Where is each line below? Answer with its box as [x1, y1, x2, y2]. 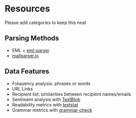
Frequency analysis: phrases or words [11, 80, 91, 86]
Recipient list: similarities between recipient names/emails [11, 91, 131, 97]
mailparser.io [11, 52, 39, 58]
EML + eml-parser [11, 47, 49, 53]
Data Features [4, 67, 49, 75]
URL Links [11, 85, 33, 91]
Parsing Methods [4, 34, 59, 42]
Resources [4, 3, 50, 14]
